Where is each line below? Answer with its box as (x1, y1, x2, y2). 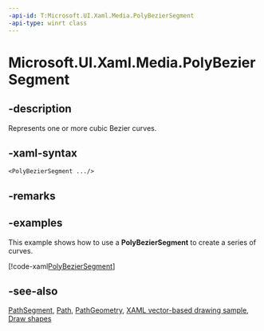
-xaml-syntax (8, 146, 78, 160)
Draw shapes (8, 314, 52, 324)
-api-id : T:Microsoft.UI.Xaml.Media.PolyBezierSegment (8, 11, 195, 20)
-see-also (8, 284, 58, 298)
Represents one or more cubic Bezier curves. (8, 123, 157, 132)
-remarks (8, 189, 56, 203)
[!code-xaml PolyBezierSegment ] (8, 261, 116, 271)
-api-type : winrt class (8, 19, 88, 27)
